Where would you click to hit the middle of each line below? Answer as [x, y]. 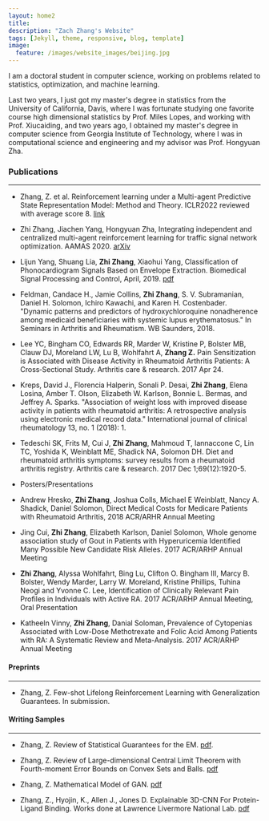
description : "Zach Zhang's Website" [71, 30]
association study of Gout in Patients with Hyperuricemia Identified [130, 541]
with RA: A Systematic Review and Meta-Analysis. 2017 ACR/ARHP [130, 640]
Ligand [31, 808]
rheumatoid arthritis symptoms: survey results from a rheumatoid [127, 460]
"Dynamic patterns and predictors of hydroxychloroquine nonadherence [139, 311]
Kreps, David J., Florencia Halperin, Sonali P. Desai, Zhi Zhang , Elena [134, 385]
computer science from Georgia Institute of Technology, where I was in [125, 134]
